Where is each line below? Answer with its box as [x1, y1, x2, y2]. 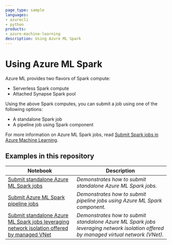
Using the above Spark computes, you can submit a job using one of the [5, 101, 158, 107]
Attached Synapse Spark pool [12, 90, 76, 97]
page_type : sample [5, 7, 45, 13]
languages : [5, 12, 29, 17]
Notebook [27, 167, 52, 174]
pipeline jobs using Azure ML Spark [76, 197, 162, 204]
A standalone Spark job [12, 116, 62, 122]
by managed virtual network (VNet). [76, 231, 164, 238]
